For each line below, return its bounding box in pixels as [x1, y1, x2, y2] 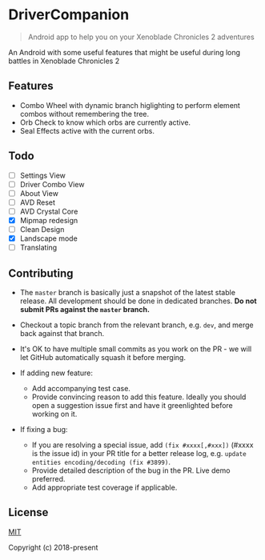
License [8, 506, 49, 519]
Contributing [8, 266, 74, 280]
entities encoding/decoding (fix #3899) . [31, 457, 171, 466]
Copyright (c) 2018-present [8, 542, 98, 552]
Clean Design [19, 224, 65, 234]
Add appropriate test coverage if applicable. [31, 482, 178, 492]
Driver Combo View [19, 179, 85, 189]
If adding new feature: [19, 368, 94, 378]
